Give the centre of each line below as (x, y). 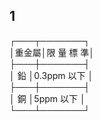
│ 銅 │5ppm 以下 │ (47, 98)
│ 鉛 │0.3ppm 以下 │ (51, 75)
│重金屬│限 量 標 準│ (52, 52)
